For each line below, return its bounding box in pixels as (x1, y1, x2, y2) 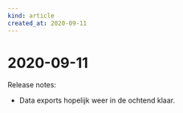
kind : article (7, 11, 55, 20)
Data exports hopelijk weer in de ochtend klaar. (18, 95, 176, 105)
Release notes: (7, 80, 57, 90)
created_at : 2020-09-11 (7, 19, 87, 27)
